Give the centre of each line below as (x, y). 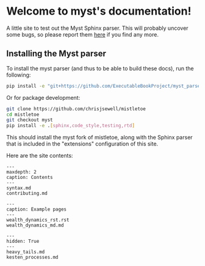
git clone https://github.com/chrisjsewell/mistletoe (76, 109)
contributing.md (27, 194)
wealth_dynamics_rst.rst (38, 220)
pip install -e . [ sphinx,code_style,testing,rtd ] (71, 126)
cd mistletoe (23, 114)
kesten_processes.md (33, 257)
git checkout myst (30, 120)
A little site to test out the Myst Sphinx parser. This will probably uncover (97, 28)
